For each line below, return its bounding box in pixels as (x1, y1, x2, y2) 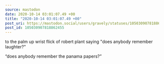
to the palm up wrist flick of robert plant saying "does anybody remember (5, 39, 153, 44)
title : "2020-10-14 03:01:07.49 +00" (5, 16, 82, 21)
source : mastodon (5, 7, 41, 12)
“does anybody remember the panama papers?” (5, 53, 102, 59)
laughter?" (5, 44, 26, 50)
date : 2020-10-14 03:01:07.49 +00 (5, 12, 76, 17)
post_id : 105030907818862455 (5, 25, 64, 30)
